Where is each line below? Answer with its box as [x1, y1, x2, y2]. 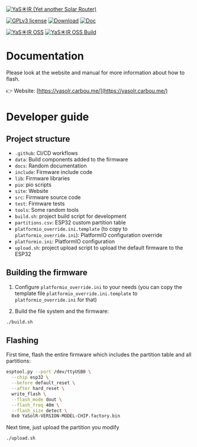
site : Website [14, 187, 49, 194]
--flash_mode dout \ [11, 397, 62, 402]
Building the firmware [6, 268, 88, 278]
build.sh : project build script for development [14, 213, 127, 220]
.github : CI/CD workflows [14, 149, 78, 157]
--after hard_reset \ [11, 386, 65, 392]
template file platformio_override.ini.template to [14, 290, 138, 297]
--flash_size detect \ [11, 407, 67, 414]
